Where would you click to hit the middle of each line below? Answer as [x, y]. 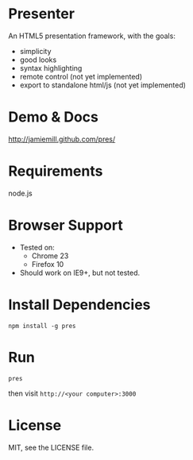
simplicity [35, 51]
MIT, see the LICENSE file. [51, 447]
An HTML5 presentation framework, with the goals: [92, 36]
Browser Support [66, 225]
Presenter [42, 14]
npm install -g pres [42, 326]
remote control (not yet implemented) [81, 76]
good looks [38, 60]
